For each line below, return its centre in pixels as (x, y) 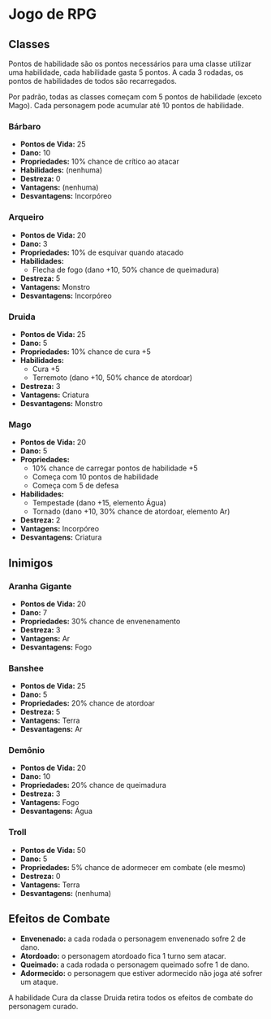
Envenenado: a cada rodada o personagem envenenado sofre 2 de (133, 938)
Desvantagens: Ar (51, 729)
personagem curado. (43, 1006)
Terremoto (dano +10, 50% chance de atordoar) (112, 377)
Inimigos (31, 563)
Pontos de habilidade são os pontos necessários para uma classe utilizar (130, 63)
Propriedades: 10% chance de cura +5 (86, 352)
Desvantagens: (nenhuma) (66, 893)
